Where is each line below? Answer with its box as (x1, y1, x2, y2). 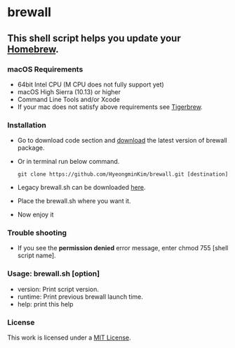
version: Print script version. (17, 285, 100, 293)
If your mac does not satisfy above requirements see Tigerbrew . (17, 103, 203, 111)
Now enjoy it (17, 210, 54, 219)
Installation (7, 120, 47, 130)
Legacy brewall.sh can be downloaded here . (17, 183, 146, 192)
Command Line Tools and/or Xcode (17, 95, 121, 103)
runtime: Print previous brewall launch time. (17, 292, 144, 301)
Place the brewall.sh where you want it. (17, 197, 131, 205)
